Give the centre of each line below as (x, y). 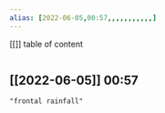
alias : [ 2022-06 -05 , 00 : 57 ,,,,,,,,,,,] (83, 18)
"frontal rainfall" (46, 101)
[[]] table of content (46, 44)
